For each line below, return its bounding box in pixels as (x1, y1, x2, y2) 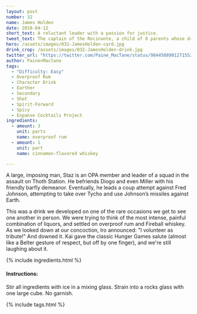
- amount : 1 (11, 139, 41, 146)
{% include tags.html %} (6, 301, 66, 308)
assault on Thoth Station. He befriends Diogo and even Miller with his (6, 178, 174, 185)
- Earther (11, 85, 35, 91)
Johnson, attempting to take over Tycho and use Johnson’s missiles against (6, 190, 189, 197)
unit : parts (16, 129, 46, 135)
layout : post (6, 8, 38, 15)
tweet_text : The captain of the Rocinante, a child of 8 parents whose (6, 36, 185, 42)
